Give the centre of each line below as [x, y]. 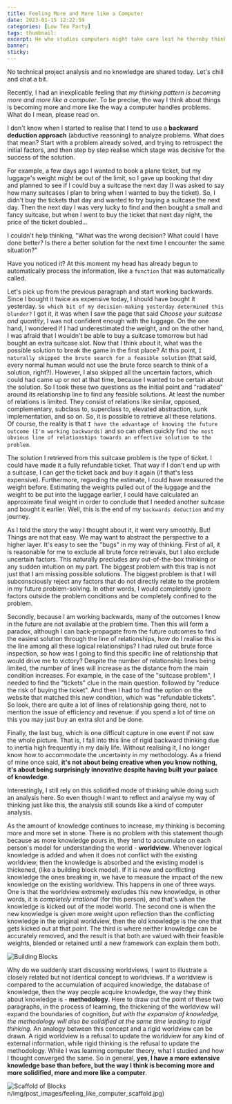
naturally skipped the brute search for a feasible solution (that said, [112, 357]
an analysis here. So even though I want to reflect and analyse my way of [111, 797]
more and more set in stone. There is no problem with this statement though [115, 832]
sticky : [18, 53]
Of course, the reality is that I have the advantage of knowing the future [113, 423]
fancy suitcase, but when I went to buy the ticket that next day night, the [110, 214]
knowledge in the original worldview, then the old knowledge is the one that [115, 921]
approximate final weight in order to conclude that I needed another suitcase [116, 502]
